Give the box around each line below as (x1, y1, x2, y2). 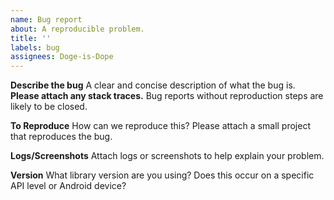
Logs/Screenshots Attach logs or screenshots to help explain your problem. (10, 150, 325, 162)
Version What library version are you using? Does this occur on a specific (10, 169, 315, 181)
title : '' (10, 33, 52, 43)
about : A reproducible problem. (10, 24, 145, 34)
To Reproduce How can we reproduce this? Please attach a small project (10, 120, 311, 132)
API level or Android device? (10, 180, 127, 192)
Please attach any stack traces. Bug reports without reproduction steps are (10, 90, 324, 102)
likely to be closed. (10, 101, 88, 113)
